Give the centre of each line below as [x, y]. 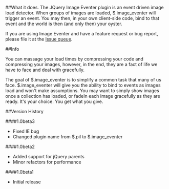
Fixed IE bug [26, 131]
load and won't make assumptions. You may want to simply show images [82, 91]
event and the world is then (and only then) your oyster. [64, 24]
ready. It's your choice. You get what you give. [54, 101]
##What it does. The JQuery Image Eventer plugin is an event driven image [84, 7]
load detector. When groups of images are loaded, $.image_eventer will [81, 13]
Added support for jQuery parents [48, 156]
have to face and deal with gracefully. [45, 70]
